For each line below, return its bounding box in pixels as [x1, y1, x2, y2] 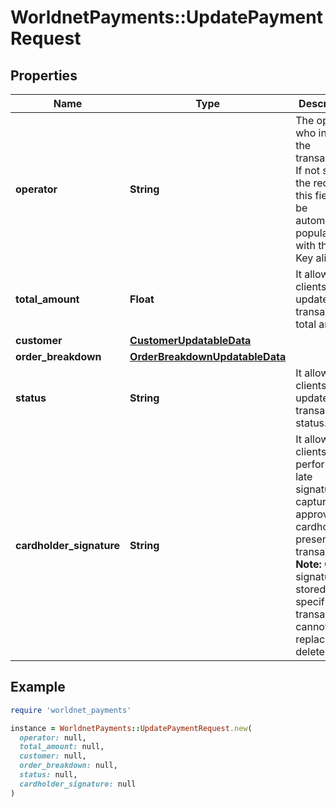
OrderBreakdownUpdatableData [129, 350, 287, 363]
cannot [295, 620, 329, 633]
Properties [10, 67, 78, 84]
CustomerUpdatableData [129, 334, 252, 347]
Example [10, 679, 66, 696]
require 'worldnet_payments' [10, 705, 132, 715]
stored [295, 582, 327, 596]
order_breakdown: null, [19, 761, 118, 771]
